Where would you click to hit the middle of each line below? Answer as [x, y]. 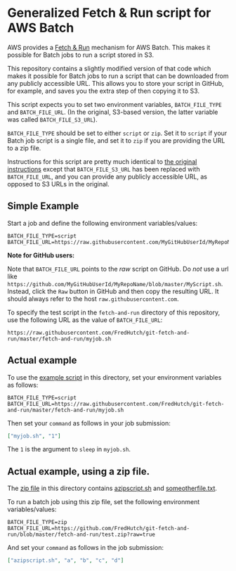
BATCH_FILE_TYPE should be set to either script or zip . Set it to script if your [117, 133]
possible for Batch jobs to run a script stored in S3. [81, 55]
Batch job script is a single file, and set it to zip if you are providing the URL [116, 140]
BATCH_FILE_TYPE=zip [38, 522]
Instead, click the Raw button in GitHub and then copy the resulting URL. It [113, 291]
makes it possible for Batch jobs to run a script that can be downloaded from [118, 76]
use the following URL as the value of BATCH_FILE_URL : [85, 320]
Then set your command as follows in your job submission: [89, 423]
